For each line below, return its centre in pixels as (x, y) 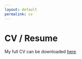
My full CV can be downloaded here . (41, 52)
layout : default (21, 10)
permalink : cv (19, 14)
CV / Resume (31, 38)
